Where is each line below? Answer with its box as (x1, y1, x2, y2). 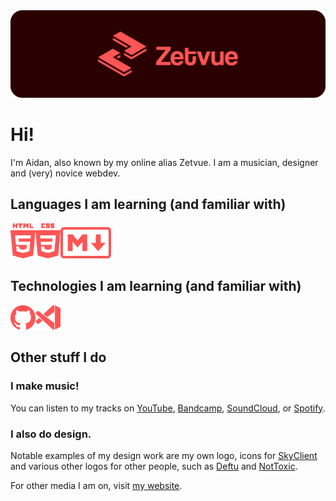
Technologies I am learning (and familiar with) (10, 278, 302, 295)
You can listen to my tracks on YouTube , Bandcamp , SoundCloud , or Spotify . (10, 402, 326, 414)
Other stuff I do (10, 349, 107, 366)
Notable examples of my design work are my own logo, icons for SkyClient (10, 449, 318, 461)
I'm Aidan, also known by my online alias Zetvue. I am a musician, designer (10, 156, 319, 168)
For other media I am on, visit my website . (10, 479, 183, 491)
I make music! (10, 379, 80, 393)
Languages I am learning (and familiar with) (10, 196, 287, 213)
